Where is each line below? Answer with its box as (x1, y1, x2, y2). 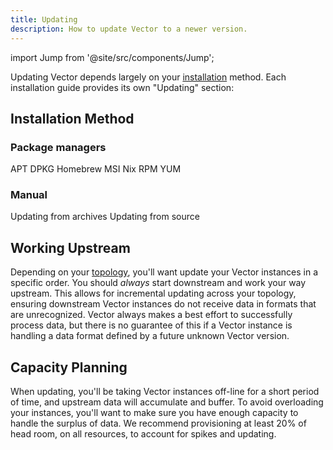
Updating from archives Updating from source (10, 211, 200, 223)
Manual (10, 188, 48, 202)
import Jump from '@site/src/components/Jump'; (10, 51, 215, 63)
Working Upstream (10, 239, 131, 256)
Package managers (10, 140, 107, 154)
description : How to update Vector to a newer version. (10, 24, 248, 34)
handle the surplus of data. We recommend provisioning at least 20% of (10, 417, 307, 430)
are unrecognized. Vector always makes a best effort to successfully (10, 309, 293, 321)
